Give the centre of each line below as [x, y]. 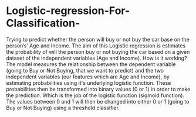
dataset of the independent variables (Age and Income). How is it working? [97, 58]
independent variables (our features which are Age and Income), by [88, 77]
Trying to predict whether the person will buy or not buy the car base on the [98, 39]
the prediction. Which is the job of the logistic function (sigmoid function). [95, 95]
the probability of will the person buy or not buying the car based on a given [98, 51]
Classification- [43, 23]
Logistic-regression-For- [68, 11]
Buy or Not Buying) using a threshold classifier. [63, 108]
